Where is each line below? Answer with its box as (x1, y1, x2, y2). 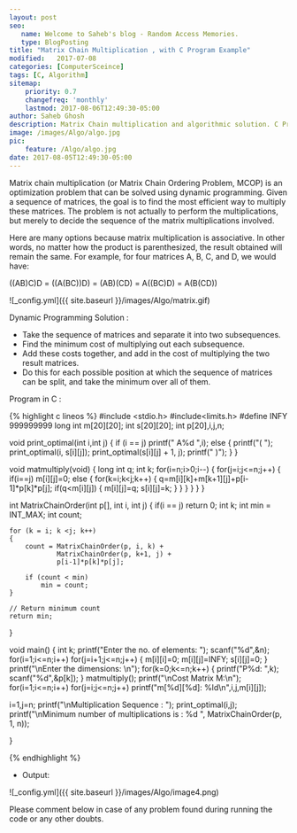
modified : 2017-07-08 (9, 54, 97, 63)
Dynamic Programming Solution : (9, 312, 130, 323)
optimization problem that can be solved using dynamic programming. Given (9, 187, 288, 198)
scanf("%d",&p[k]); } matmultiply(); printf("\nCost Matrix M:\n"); (9, 673, 241, 683)
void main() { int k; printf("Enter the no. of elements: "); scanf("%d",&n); (9, 644, 270, 655)
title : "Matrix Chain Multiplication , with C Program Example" (9, 46, 251, 55)
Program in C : (9, 393, 62, 404)
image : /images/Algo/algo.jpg (9, 128, 121, 137)
